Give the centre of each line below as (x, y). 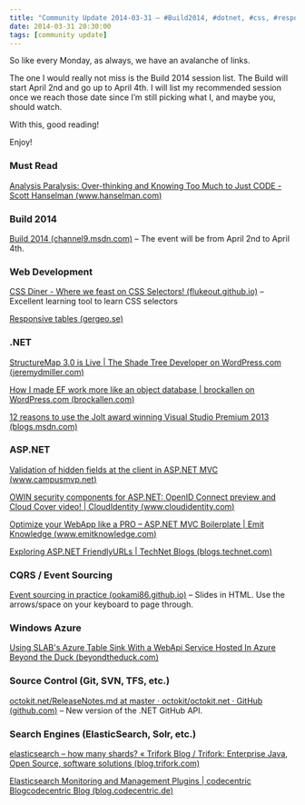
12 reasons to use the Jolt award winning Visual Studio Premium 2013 (139, 417)
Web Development (51, 272)
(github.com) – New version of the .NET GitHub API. (106, 711)
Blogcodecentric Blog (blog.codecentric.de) (92, 790)
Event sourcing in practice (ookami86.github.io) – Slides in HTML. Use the (148, 595)
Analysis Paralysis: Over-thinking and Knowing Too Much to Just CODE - (146, 185)
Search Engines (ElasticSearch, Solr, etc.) (103, 734)
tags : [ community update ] (58, 35)
